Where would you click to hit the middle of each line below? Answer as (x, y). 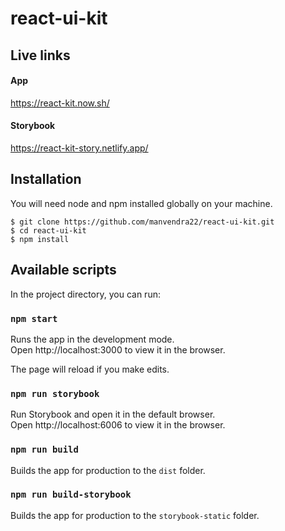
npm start (34, 318)
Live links (40, 55)
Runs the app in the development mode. (92, 339)
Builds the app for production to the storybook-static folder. (135, 515)
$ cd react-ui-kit (48, 230)
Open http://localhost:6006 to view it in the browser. (118, 425)
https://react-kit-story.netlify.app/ (79, 148)
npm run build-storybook (71, 495)
